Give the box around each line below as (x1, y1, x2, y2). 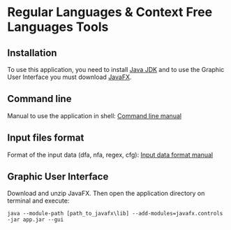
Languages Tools (7, 19, 109, 35)
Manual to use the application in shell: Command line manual (7, 111, 182, 120)
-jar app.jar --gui (7, 216, 64, 224)
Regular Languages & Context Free (7, 4, 213, 20)
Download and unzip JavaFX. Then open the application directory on (7, 189, 205, 198)
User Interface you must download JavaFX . (7, 73, 132, 81)
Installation (7, 47, 57, 59)
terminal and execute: (7, 196, 70, 205)
